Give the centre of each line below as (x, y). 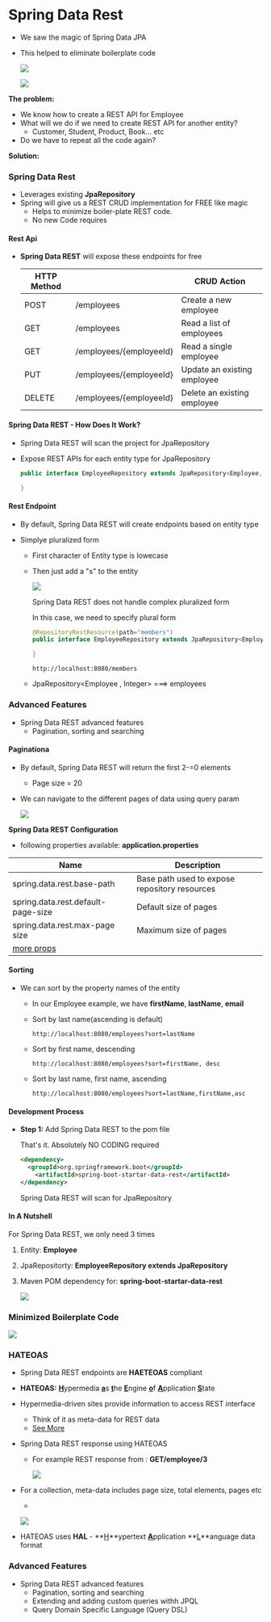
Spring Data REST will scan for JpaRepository (96, 1197)
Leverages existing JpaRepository (77, 195)
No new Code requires (69, 220)
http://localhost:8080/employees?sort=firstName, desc (126, 1063)
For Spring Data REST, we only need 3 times (82, 1234)
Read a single (206, 346)
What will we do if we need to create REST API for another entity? (129, 123)
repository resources (176, 888)
